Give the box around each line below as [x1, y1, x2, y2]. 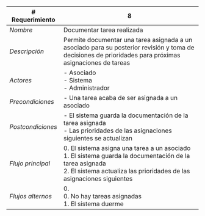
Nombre [9, 26, 33, 34]
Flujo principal [9, 159, 51, 167]
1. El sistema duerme [63, 200, 124, 208]
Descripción [9, 47, 45, 56]
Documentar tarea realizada [63, 26, 143, 34]
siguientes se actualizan [63, 134, 133, 142]
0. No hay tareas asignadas [63, 192, 142, 200]
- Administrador [63, 84, 110, 92]
